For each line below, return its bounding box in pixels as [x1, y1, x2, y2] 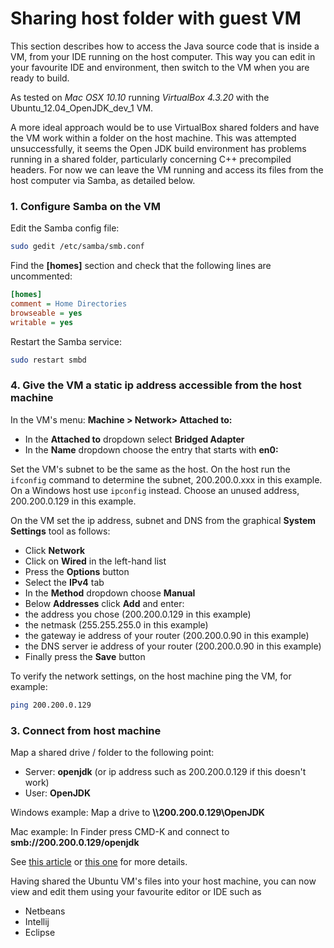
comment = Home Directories [10, 298, 128, 309]
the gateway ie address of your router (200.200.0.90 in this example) [24, 629, 310, 641]
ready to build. [10, 72, 70, 84]
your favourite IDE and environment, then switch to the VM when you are [10, 61, 310, 73]
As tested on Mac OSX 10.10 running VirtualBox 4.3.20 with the [10, 91, 270, 103]
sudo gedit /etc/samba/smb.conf [10, 242, 145, 252]
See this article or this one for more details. [10, 855, 188, 867]
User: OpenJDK [24, 787, 92, 799]
